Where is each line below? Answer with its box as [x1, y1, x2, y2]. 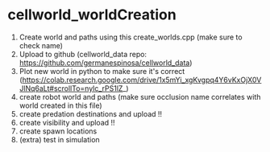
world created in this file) [19, 101, 102, 110]
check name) [19, 40, 64, 50]
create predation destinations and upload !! [19, 109, 163, 118]
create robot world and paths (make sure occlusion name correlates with [19, 92, 261, 101]
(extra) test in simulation [19, 134, 100, 144]
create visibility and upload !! [19, 117, 115, 127]
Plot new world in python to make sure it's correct [19, 66, 185, 76]
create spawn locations [19, 126, 98, 136]
